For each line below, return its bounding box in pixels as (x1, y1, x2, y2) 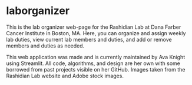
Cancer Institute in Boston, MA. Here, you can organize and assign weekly (6, 29, 186, 36)
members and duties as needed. (6, 42, 85, 49)
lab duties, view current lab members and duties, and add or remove (6, 36, 172, 43)
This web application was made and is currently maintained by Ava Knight (6, 53, 186, 60)
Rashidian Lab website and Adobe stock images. (6, 72, 124, 79)
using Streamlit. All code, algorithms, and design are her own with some (6, 60, 181, 67)
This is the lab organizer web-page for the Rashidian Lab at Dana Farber (6, 23, 181, 30)
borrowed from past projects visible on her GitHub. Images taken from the (6, 66, 186, 73)
